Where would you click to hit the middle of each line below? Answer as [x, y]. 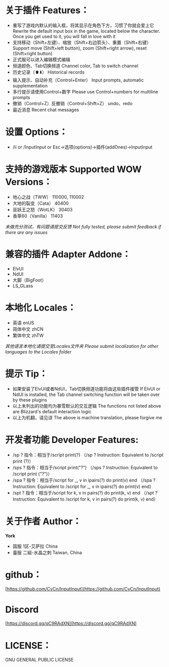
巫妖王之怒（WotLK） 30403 [43, 209]
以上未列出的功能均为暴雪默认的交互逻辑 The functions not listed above [87, 406]
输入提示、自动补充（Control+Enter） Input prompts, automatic [78, 80]
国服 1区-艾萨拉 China [35, 546]
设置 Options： [37, 132]
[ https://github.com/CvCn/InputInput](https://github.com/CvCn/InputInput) [83, 589]
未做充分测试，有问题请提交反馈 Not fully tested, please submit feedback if [83, 227]
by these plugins [30, 399]
